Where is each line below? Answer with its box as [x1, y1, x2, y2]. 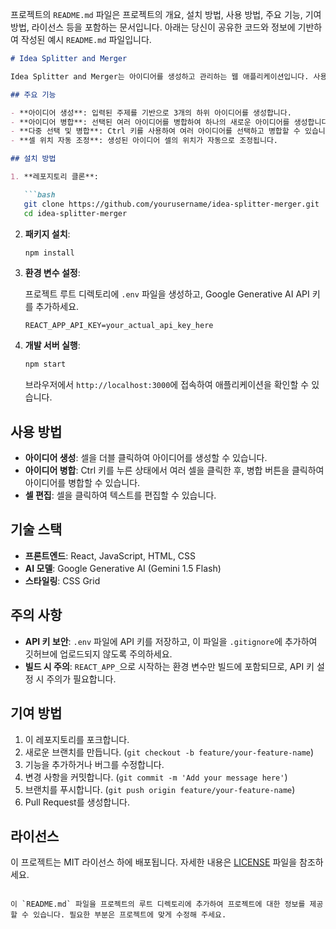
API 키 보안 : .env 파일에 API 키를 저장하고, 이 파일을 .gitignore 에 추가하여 [24, 635, 318, 647]
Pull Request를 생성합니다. [24, 796, 130, 808]
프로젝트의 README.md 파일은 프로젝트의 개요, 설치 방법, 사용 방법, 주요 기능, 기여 [10, 9, 322, 20]
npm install [24, 248, 75, 258]
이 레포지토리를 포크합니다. [24, 733, 130, 745]
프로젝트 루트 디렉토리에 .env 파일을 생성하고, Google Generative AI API [24, 288, 310, 300]
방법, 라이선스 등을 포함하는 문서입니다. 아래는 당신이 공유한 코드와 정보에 [10, 21, 296, 33]
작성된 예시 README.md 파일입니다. [20, 34, 152, 45]
